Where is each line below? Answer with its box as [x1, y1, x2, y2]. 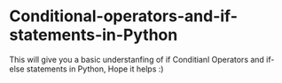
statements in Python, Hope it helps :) [26, 64, 164, 74]
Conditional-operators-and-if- [9, 6, 238, 26]
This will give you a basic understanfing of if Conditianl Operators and [9, 54, 264, 64]
